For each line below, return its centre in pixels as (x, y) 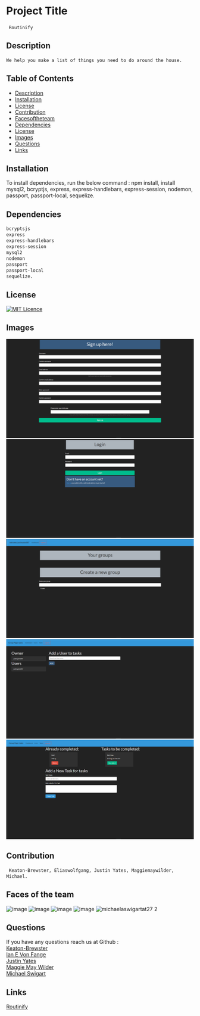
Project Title (37, 11)
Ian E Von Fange (26, 955)
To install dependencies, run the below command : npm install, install (91, 183)
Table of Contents (40, 79)
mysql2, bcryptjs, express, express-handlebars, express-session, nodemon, (100, 189)
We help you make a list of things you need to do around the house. (94, 60)
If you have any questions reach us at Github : (62, 942)
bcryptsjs (18, 229)
